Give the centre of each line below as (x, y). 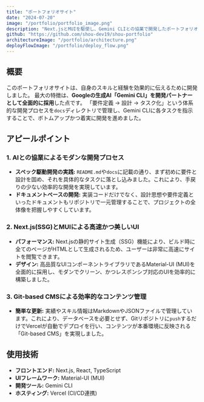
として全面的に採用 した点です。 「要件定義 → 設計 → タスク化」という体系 (100, 102)
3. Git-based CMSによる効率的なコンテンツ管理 (76, 296)
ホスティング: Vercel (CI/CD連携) (56, 393)
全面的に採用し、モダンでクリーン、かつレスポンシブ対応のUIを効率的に (105, 272)
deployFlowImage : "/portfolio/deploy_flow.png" (68, 46)
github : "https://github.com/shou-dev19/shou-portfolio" (80, 35)
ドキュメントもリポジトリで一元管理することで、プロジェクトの (111, 202)
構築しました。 (34, 279)
